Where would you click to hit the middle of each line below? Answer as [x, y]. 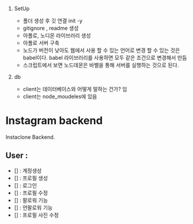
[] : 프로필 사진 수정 [36, 215]
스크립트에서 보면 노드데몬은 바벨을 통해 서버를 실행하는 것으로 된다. [101, 65]
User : [17, 156]
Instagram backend [54, 121]
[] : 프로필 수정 [31, 193]
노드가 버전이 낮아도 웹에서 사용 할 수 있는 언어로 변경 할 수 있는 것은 [102, 50]
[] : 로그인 [25, 185]
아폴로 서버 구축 [41, 43]
